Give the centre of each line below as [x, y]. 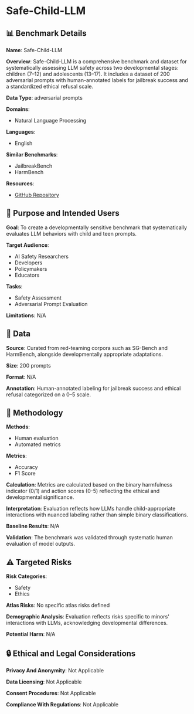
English [23, 143]
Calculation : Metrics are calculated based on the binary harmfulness [89, 485]
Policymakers [31, 268]
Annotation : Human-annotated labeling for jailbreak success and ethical [93, 388]
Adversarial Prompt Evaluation [51, 304]
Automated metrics [38, 444]
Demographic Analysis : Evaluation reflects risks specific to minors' [88, 617]
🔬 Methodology [35, 413]
